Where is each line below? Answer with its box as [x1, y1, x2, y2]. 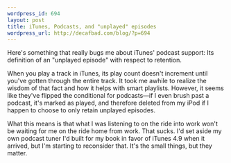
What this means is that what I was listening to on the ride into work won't [7, 119, 219, 128]
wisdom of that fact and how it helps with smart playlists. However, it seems [7, 84, 224, 92]
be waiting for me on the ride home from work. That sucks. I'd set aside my [7, 127, 222, 135]
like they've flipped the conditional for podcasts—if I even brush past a [7, 92, 209, 100]
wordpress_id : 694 [7, 10, 60, 17]
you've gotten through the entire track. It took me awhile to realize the [7, 77, 207, 85]
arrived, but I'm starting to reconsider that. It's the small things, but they [7, 141, 213, 150]
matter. [7, 149, 28, 157]
